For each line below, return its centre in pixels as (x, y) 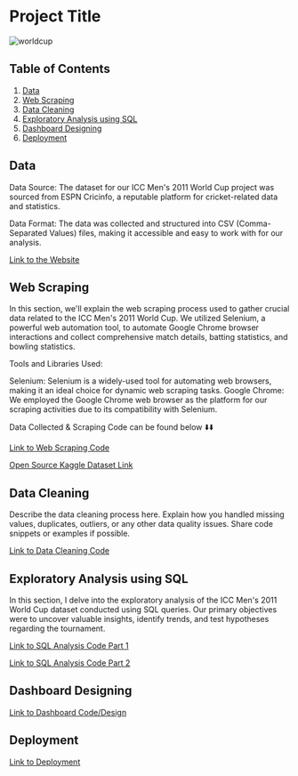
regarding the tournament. (57, 628)
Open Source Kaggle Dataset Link (71, 465)
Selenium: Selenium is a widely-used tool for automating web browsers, (141, 381)
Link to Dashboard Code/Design (68, 712)
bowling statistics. (42, 347)
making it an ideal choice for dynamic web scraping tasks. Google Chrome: (147, 391)
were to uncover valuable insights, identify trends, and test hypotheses (139, 619)
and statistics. (35, 206)
